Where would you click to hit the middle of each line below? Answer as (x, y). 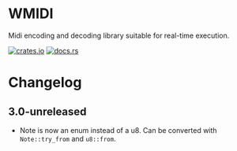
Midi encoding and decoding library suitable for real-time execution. (119, 35)
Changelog (45, 83)
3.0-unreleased (47, 111)
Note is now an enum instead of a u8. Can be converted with (118, 130)
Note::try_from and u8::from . (68, 138)
